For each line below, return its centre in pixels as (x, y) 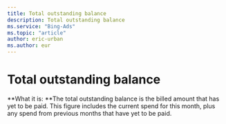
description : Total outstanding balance (66, 20)
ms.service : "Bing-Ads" (41, 26)
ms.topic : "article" (37, 33)
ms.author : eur (29, 45)
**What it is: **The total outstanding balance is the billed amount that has (113, 99)
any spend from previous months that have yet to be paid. (90, 113)
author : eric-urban (35, 39)
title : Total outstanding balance (57, 13)
